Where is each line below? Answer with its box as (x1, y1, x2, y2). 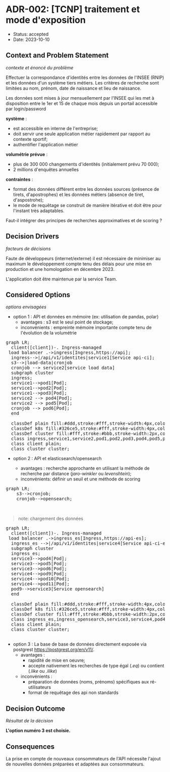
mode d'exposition (6, 14, 86, 26)
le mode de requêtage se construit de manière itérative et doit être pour (13, 202, 162, 208)
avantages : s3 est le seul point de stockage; (20, 319, 114, 325)
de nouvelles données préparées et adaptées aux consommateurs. (6, 761, 145, 767)
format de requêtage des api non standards (28, 689, 119, 696)
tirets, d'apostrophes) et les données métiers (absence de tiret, (13, 191, 145, 197)
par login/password (6, 105, 46, 112)
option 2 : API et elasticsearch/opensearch (13, 456, 102, 462)
